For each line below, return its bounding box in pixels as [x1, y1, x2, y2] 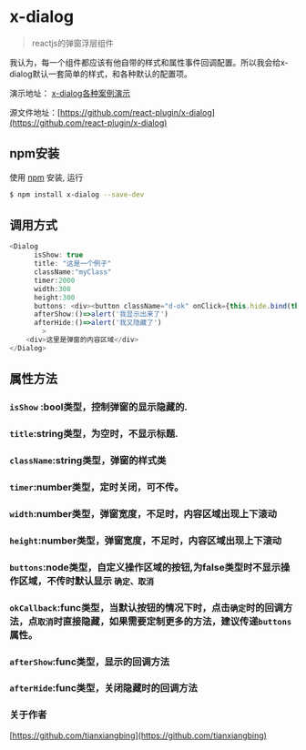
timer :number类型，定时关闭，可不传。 [9, 481, 184, 493]
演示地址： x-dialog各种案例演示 [9, 87, 130, 98]
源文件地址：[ [9, 106, 61, 117]
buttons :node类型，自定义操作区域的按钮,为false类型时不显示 [9, 561, 281, 573]
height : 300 [33, 293, 76, 302]
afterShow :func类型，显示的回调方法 [9, 655, 170, 668]
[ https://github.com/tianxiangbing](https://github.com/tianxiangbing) [9, 730, 267, 741]
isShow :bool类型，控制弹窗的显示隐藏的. [9, 400, 189, 413]
